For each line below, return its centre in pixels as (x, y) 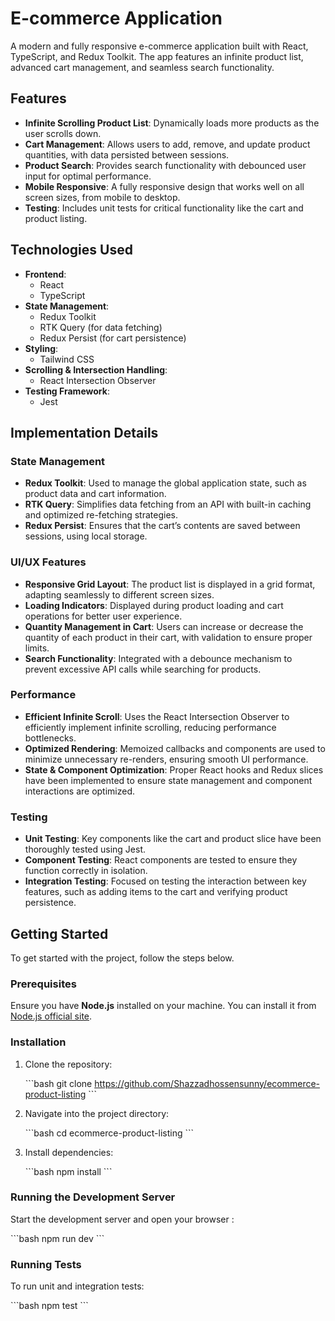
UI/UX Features (48, 562)
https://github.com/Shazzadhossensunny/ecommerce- (207, 1083)
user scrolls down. (63, 133)
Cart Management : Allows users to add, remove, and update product (167, 144)
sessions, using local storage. (86, 536)
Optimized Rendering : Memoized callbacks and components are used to (175, 748)
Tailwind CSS (67, 359)
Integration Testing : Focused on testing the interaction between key (165, 881)
